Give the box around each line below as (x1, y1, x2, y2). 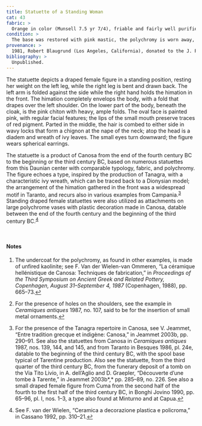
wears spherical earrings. (6, 140, 70, 147)
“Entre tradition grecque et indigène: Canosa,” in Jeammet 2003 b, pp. (14, 331, 188, 338)
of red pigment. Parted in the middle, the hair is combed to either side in (6, 121, 185, 128)
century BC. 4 (6, 216, 39, 225)
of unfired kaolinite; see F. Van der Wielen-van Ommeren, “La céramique (14, 263, 195, 270)
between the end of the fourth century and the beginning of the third (6, 210, 176, 218)
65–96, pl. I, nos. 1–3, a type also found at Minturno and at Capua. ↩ (14, 395, 184, 403)
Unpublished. (11, 59, 44, 65)
